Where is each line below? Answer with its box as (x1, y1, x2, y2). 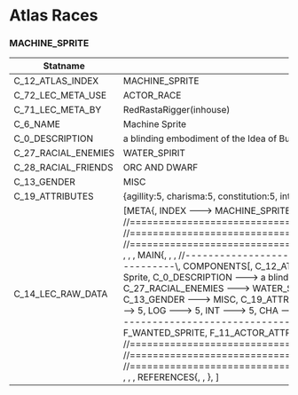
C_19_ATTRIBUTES (13, 190, 94, 202)
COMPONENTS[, (183, 260, 253, 273)
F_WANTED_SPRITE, (122, 327, 208, 339)
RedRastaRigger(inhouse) (122, 104, 231, 116)
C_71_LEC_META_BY (13, 104, 102, 116)
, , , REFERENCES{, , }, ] (122, 371, 220, 383)
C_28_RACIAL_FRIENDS (13, 162, 114, 174)
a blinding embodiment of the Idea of (122, 132, 278, 145)
